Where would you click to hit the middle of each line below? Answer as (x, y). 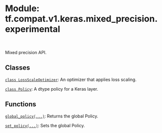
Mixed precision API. (26, 52)
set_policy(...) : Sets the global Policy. (45, 125)
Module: (22, 9)
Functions (21, 104)
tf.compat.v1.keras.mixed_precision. (81, 19)
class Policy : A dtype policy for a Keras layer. (52, 89)
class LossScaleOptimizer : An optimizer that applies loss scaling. (71, 79)
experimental (33, 29)
